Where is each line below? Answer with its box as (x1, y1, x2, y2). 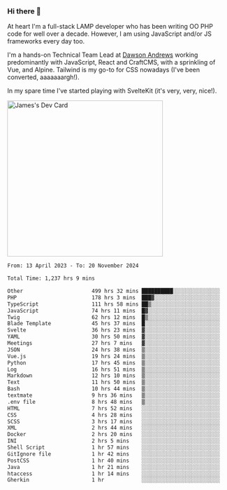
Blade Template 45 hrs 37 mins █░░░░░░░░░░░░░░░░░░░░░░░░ (7, 320, 220, 327)
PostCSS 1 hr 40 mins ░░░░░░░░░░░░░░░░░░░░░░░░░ (7, 457, 220, 464)
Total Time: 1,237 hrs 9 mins (7, 275, 96, 283)
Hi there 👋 (7, 6, 42, 16)
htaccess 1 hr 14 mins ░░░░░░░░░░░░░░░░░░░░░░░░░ (7, 470, 220, 477)
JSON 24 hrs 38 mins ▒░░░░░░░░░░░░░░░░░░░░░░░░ (7, 346, 220, 353)
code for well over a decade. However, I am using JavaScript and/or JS (7, 29, 212, 38)
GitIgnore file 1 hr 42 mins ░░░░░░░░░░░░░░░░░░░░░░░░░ (7, 450, 220, 458)
